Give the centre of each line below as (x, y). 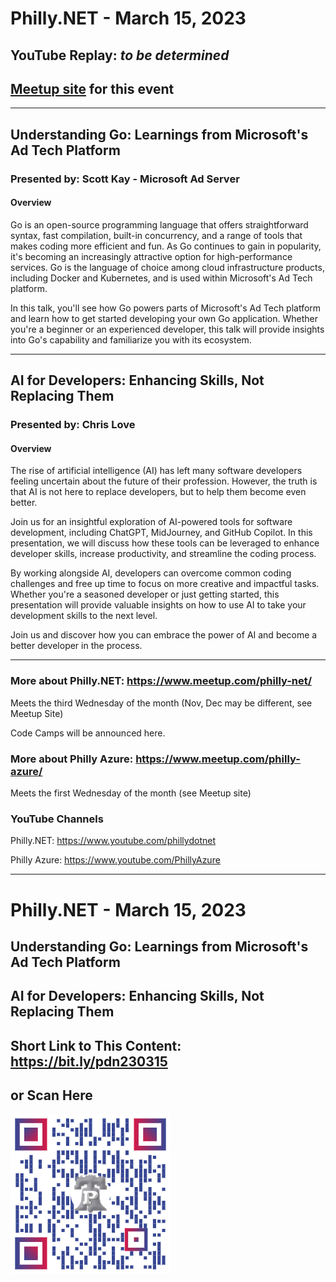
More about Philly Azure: (72, 759)
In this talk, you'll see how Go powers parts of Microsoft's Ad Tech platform (166, 308)
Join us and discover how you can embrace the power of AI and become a (164, 635)
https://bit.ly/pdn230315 (89, 1061)
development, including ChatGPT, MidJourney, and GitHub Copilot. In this (161, 533)
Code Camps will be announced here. (88, 733)
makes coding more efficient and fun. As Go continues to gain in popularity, (166, 246)
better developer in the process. (76, 646)
